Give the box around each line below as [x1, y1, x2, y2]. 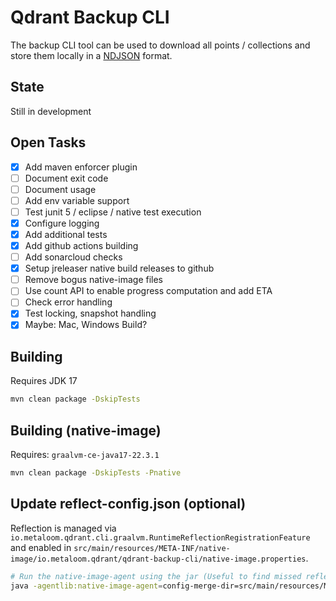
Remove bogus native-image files [24, 274, 164, 286]
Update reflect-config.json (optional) [10, 496, 247, 513]
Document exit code [24, 172, 109, 184]
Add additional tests [24, 228, 108, 240]
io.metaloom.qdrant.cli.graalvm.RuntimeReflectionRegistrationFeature [10, 532, 311, 543]
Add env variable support [24, 194, 130, 206]
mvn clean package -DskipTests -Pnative [10, 468, 182, 478]
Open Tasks [10, 134, 87, 151]
